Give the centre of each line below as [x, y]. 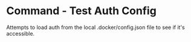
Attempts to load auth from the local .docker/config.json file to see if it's [96, 27]
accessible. [21, 33]
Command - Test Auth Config [82, 11]
